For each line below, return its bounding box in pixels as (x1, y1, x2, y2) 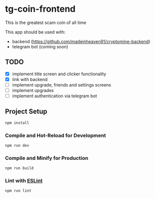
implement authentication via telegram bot (12, 93, 97, 99)
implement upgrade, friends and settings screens (12, 82, 111, 88)
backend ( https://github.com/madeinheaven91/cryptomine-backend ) (12, 38, 151, 44)
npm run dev (5, 143, 29, 148)
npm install (5, 120, 29, 125)
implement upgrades (12, 87, 54, 93)
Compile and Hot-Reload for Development (5, 132, 106, 139)
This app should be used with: (5, 29, 66, 35)
